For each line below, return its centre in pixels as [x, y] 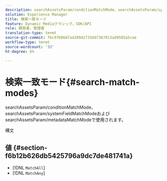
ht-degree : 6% [20, 51]
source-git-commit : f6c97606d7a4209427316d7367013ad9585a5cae [71, 38]
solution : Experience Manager [37, 14]
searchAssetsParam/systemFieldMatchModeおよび [58, 114]
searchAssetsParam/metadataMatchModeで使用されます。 [66, 120]
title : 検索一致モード [26, 19]
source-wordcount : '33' [30, 47]
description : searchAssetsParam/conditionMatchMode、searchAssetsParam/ [82, 10]
